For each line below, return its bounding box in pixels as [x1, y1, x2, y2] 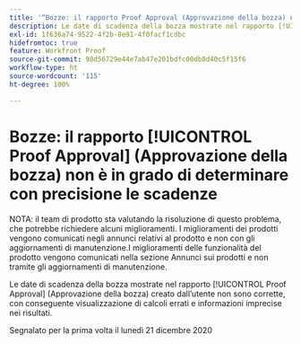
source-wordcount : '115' [9, 72, 102, 81]
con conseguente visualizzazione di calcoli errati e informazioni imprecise [9, 297, 282, 308]
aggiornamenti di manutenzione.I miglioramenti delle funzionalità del [9, 242, 262, 252]
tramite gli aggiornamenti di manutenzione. [9, 261, 168, 272]
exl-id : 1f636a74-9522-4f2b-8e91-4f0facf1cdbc [9, 30, 186, 39]
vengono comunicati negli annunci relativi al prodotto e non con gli [9, 233, 255, 243]
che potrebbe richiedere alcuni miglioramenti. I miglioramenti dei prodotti [9, 223, 279, 234]
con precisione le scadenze [9, 183, 218, 204]
